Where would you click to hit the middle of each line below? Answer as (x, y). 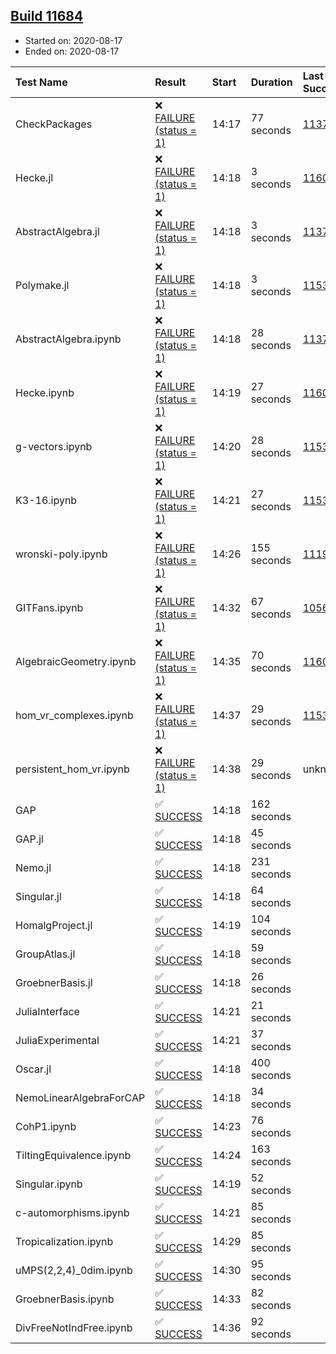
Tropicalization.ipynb (64, 1241)
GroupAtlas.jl (45, 954)
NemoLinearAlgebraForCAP (80, 1097)
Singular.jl (38, 896)
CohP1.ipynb (46, 1126)
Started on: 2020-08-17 (73, 40)
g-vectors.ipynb (54, 446)
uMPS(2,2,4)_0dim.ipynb (74, 1270)
